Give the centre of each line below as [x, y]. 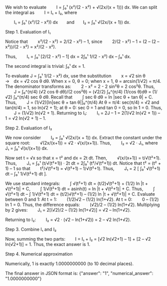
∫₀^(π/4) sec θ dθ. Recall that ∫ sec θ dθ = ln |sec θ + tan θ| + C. [83, 97]
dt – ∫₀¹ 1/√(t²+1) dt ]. [26, 174]
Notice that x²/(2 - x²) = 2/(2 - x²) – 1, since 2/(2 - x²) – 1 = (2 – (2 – [82, 41]
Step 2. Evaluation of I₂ [29, 128]
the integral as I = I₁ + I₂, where [41, 12]
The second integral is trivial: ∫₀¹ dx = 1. [45, 66]
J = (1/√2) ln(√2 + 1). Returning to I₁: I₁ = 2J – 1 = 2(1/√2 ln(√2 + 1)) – [87, 113]
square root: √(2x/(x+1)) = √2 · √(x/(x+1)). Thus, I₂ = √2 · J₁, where [82, 143]
